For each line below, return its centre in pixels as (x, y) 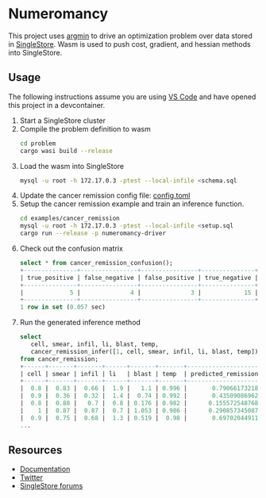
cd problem (38, 144)
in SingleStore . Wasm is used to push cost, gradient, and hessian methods (130, 44)
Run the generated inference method (80, 323)
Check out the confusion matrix (71, 248)
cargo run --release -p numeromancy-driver (93, 234)
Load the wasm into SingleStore (72, 166)
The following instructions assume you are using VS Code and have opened (132, 97)
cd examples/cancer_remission (70, 219)
